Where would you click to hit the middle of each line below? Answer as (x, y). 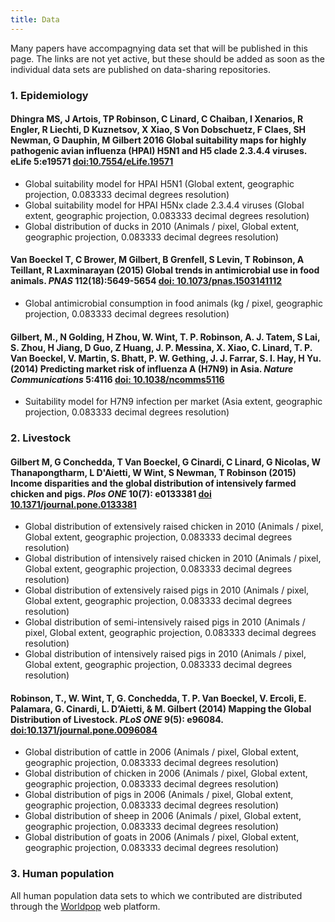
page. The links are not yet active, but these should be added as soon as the (168, 58)
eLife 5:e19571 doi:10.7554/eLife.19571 (92, 162)
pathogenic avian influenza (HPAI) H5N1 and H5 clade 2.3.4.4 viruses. (158, 151)
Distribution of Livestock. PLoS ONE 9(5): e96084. (117, 719)
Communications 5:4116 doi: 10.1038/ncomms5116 (117, 379)
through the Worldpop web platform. (85, 906)
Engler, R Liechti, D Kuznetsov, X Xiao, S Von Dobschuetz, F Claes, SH (158, 130)
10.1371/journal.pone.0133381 (73, 504)
